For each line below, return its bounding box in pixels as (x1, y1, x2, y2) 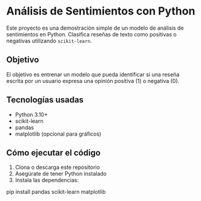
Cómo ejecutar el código (6, 147, 101, 158)
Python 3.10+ (15, 111, 48, 118)
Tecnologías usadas (6, 95, 84, 105)
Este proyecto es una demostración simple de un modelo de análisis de (6, 24, 184, 31)
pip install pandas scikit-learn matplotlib (6, 188, 106, 196)
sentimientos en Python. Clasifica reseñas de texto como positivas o (6, 30, 177, 38)
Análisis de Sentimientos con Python (6, 4, 196, 18)
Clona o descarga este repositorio (15, 163, 100, 171)
